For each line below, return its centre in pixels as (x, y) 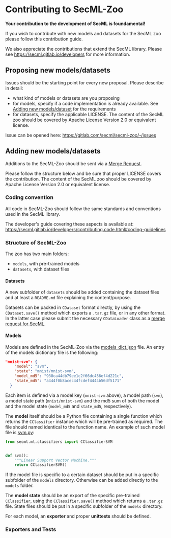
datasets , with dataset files (41, 269)
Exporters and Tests (31, 529)
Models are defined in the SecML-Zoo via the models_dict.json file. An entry (85, 347)
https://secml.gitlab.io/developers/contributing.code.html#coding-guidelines (85, 229)
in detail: (14, 88)
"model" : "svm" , (32, 367)
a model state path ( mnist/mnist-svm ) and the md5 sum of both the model (82, 400)
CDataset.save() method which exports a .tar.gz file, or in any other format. (85, 313)
